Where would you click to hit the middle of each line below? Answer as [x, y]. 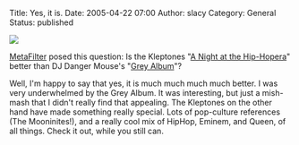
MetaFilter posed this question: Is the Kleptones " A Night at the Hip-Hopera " [150, 56]
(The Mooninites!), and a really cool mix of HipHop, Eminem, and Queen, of [148, 121]
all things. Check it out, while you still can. [86, 131]
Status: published [42, 22]
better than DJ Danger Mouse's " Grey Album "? [96, 66]
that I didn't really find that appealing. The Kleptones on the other [152, 102]
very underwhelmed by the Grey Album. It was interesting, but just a [135, 93]
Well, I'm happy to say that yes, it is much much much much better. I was [144, 83]
